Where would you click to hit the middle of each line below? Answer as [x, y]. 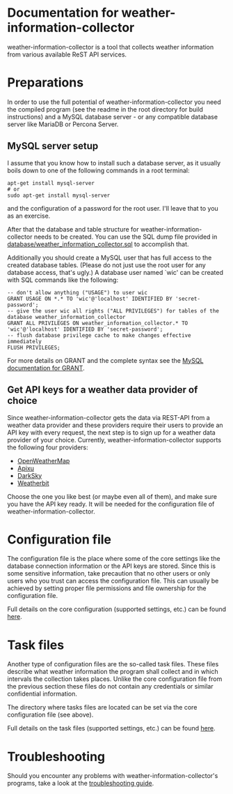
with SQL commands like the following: [63, 280]
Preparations [46, 83]
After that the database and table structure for [73, 229]
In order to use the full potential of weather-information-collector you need [114, 102]
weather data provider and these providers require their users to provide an [115, 425]
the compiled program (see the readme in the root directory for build [105, 109]
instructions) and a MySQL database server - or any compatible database [112, 117]
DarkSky [30, 475]
